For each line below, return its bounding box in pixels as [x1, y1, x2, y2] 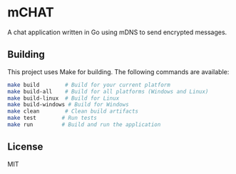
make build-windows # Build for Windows [7, 101, 130, 108]
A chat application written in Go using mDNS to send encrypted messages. [7, 28, 227, 36]
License [7, 140, 43, 153]
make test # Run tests [7, 115, 98, 122]
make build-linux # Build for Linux [7, 94, 120, 102]
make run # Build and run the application [7, 121, 161, 128]
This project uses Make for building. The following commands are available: [7, 67, 230, 76]
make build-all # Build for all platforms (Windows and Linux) [7, 88, 209, 95]
